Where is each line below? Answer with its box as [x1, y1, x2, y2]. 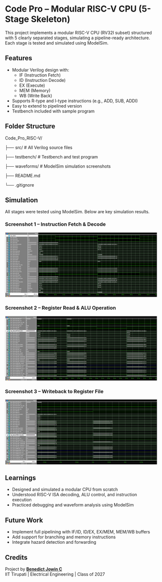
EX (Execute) [19, 82, 45, 88]
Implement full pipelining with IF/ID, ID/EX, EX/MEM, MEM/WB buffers [12, 529, 150, 535]
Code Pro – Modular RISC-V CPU [5, 3, 137, 15]
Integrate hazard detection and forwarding [12, 539, 96, 545]
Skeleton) [30, 14, 71, 25]
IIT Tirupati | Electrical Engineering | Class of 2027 [5, 571, 105, 577]
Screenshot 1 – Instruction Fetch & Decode [5, 221, 106, 228]
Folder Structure [5, 122, 55, 130]
